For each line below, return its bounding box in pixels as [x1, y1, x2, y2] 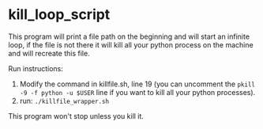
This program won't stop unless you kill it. [8, 111, 145, 120]
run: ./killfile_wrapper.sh [19, 96, 109, 105]
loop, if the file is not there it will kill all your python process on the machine [8, 40, 254, 49]
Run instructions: [8, 63, 63, 73]
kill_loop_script [8, 6, 111, 24]
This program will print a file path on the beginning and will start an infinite [8, 32, 250, 41]
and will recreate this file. [8, 48, 90, 58]
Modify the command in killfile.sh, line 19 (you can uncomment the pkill [19, 79, 255, 89]
